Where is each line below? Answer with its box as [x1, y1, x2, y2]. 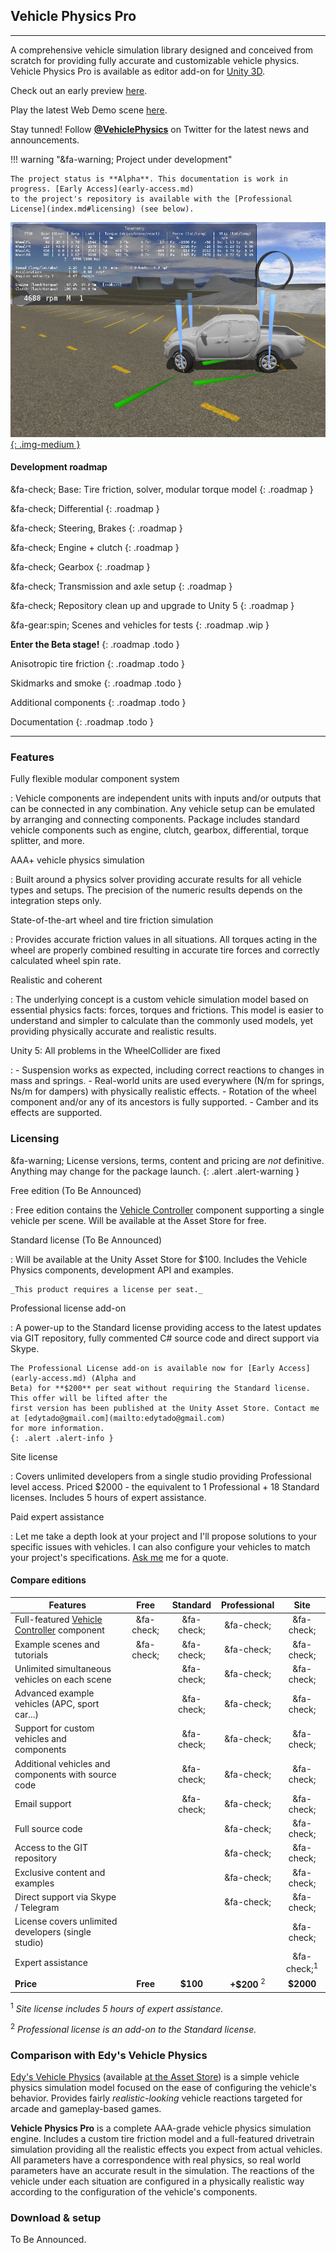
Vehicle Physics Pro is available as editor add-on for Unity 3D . [10, 65, 266, 77]
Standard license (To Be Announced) [10, 1234, 163, 1246]
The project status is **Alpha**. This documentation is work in [10, 174, 288, 184]
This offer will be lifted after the [10, 1393, 168, 1403]
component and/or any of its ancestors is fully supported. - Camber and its [10, 1096, 319, 1108]
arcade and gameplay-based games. [10, 2103, 162, 2115]
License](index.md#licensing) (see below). [10, 204, 195, 214]
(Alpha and [90, 1373, 137, 1383]
